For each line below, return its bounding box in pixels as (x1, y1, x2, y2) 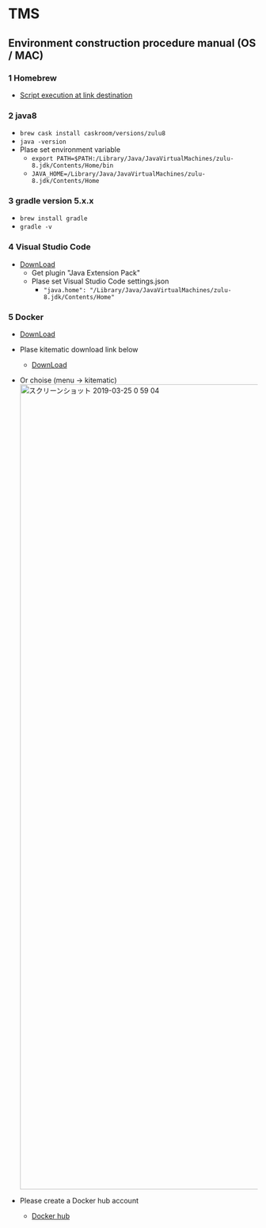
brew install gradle (19, 215, 88, 222)
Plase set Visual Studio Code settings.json (31, 276, 169, 286)
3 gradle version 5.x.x (8, 196, 94, 207)
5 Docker (8, 311, 44, 322)
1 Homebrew (8, 72, 57, 83)
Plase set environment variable (19, 145, 121, 154)
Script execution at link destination (19, 90, 133, 100)
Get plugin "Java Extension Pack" (31, 268, 141, 277)
